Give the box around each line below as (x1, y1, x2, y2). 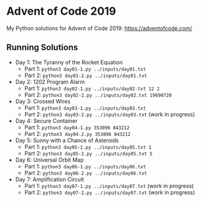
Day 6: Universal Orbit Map (15, 156, 84, 163)
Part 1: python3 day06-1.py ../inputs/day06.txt (24, 162, 146, 170)
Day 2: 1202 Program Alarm (15, 78, 85, 85)
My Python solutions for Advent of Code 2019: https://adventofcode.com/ (6, 24, 192, 32)
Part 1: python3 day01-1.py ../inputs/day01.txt (24, 65, 146, 72)
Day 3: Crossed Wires (15, 97, 70, 105)
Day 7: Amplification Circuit (15, 176, 85, 183)
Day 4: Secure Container (15, 117, 78, 124)
